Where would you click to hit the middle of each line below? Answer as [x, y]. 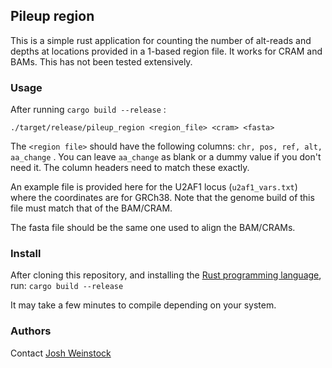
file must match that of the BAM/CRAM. [91, 208]
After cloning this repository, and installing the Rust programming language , [166, 275]
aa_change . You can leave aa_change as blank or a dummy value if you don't [166, 157]
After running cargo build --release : [88, 110]
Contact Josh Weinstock [61, 353]
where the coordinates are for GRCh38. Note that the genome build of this [162, 198]
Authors [31, 331]
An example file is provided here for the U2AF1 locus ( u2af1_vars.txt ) [154, 187]
